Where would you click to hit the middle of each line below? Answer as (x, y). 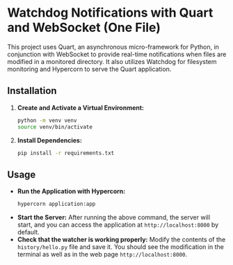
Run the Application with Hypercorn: (71, 191)
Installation (32, 91)
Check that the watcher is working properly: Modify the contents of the (121, 240)
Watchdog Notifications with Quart (110, 13)
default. (28, 232)
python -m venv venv (47, 120)
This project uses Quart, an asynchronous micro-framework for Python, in (113, 47)
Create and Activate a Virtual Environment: (81, 107)
